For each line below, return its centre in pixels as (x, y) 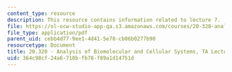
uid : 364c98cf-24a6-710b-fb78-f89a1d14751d (71, 58)
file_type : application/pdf (48, 33)
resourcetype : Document (41, 45)
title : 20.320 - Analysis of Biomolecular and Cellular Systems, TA (108, 52)
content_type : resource (41, 13)
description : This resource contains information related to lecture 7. (114, 20)
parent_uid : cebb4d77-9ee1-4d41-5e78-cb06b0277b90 (81, 39)
